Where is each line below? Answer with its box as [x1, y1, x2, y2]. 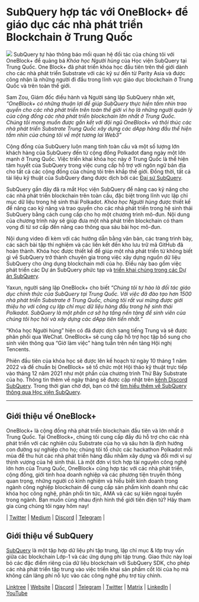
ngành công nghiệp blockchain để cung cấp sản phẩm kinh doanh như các [6, 483, 188, 490]
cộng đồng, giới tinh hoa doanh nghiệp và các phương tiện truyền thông [6, 471, 182, 478]
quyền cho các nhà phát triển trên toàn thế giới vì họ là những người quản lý [6, 106, 192, 113]
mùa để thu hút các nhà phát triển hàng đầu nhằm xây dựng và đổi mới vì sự [6, 452, 192, 459]
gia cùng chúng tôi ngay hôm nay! [6, 502, 89, 509]
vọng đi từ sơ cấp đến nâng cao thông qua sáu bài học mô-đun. [6, 223, 162, 230]
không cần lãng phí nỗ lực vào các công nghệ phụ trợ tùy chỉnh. [6, 572, 162, 579]
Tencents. [6, 345, 31, 352]
